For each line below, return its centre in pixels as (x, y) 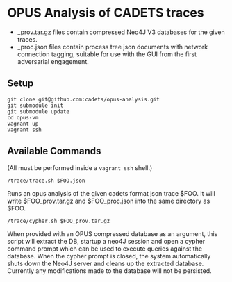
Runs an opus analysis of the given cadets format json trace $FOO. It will (111, 193)
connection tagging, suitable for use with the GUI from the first (107, 54)
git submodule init (35, 106)
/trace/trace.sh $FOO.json (46, 181)
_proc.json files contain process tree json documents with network (113, 47)
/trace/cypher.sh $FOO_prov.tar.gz (59, 221)
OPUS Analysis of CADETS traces (106, 13)
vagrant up (23, 124)
